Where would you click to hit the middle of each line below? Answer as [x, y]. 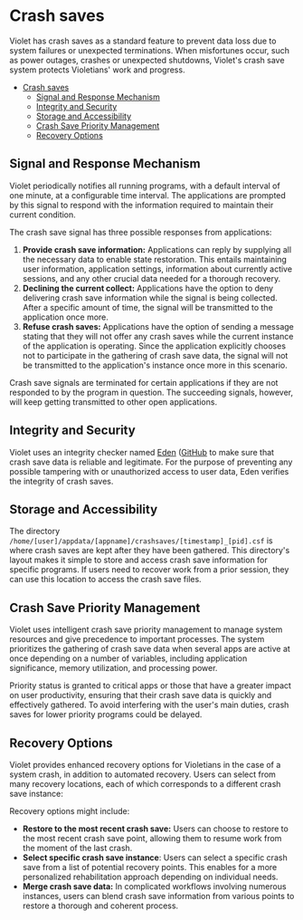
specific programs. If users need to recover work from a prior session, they [149, 570]
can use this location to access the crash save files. [105, 580]
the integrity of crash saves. [62, 481]
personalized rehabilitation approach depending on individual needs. [150, 877]
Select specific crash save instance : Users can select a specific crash [155, 858]
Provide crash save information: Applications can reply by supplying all [157, 249]
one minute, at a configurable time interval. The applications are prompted [148, 195]
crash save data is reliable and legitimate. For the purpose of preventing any [151, 462]
